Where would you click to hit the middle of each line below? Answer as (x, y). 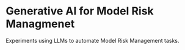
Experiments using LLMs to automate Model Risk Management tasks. (92, 40)
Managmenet (40, 24)
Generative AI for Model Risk (80, 11)
